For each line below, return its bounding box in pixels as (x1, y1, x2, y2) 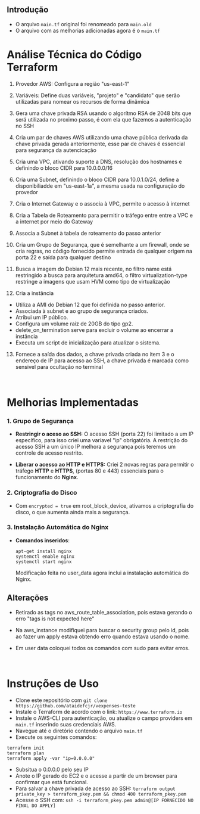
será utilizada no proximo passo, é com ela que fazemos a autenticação (15, 116, 192, 123)
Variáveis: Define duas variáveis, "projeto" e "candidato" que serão (15, 92, 180, 99)
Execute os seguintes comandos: (15, 733, 97, 741)
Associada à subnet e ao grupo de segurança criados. (15, 307, 149, 315)
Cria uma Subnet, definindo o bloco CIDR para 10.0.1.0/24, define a (15, 176, 179, 183)
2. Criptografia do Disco (7, 489, 77, 497)
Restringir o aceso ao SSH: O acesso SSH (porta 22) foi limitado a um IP (15, 430, 194, 437)
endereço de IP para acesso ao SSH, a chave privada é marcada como (15, 357, 189, 364)
